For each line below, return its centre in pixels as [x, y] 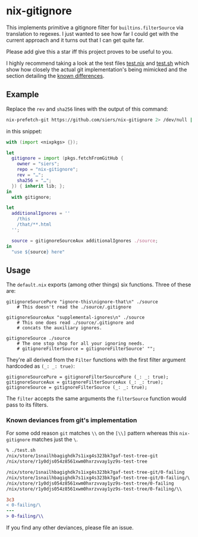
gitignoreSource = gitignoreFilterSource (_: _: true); [77, 388]
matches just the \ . [55, 439]
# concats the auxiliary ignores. [59, 328]
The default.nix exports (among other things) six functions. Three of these [99, 285]
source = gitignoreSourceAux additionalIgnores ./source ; [85, 241]
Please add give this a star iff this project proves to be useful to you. [89, 51]
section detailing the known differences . [55, 76]
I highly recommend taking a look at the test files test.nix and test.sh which [98, 63]
